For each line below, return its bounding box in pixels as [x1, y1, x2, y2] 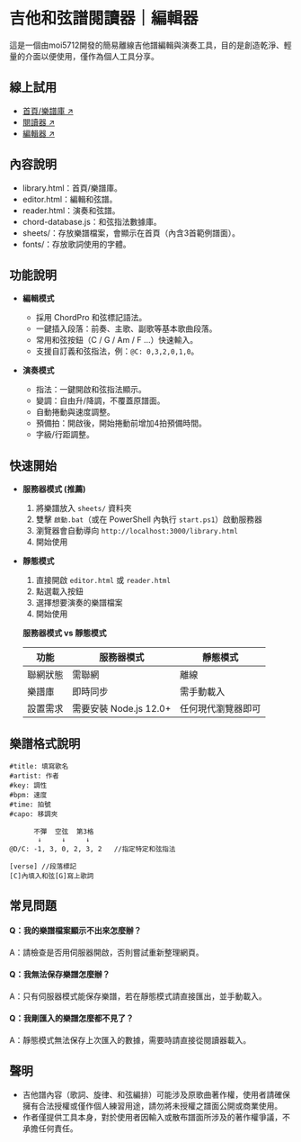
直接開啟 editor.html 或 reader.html [35, 575, 171, 586]
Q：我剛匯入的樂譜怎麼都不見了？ [9, 1013, 134, 1024]
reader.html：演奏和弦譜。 [22, 204, 120, 216]
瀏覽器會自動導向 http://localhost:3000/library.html [35, 526, 238, 536]
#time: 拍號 [9, 800, 51, 809]
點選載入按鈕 [35, 586, 84, 597]
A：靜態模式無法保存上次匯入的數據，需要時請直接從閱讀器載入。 [9, 1035, 252, 1045]
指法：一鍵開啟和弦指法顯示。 [35, 384, 146, 395]
